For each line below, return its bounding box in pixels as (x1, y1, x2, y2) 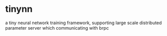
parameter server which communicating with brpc (5, 25, 109, 31)
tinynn (5, 3, 33, 15)
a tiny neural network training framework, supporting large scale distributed (5, 20, 162, 26)
